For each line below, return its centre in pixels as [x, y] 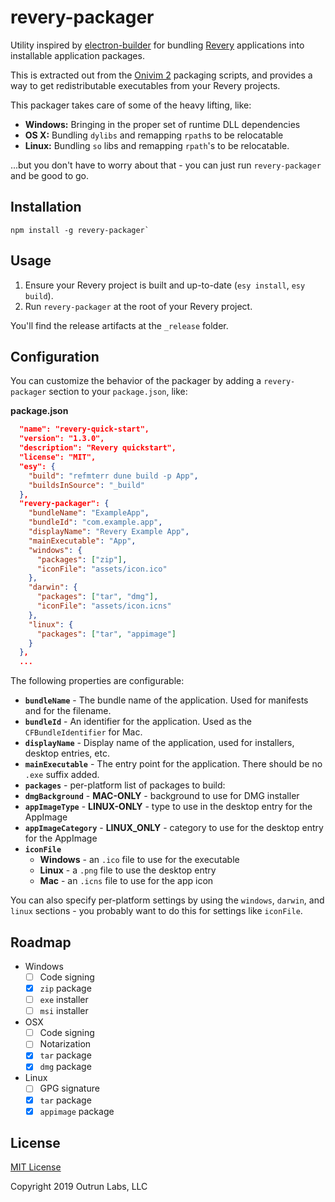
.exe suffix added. [62, 775]
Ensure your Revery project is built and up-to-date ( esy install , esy [165, 285]
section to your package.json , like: [118, 392]
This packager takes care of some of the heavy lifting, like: [131, 105]
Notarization [65, 1044]
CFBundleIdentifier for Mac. [83, 732]
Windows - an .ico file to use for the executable [139, 860]
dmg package [65, 1067]
